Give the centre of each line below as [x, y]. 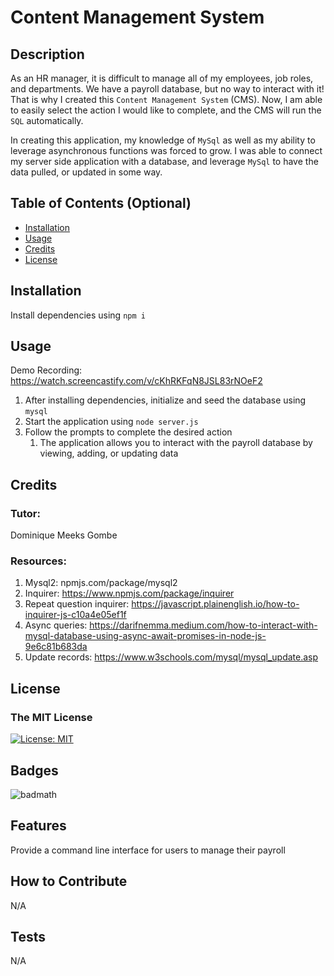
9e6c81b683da [56, 647]
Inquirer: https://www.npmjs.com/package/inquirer [129, 593]
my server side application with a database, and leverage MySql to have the [164, 161]
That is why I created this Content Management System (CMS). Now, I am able [166, 99]
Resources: [38, 561]
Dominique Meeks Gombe [64, 535]
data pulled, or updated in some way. [86, 172]
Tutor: [25, 513]
